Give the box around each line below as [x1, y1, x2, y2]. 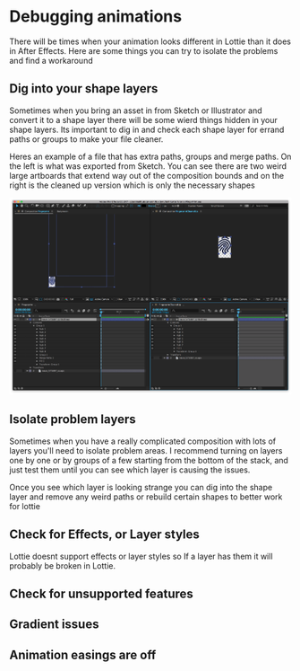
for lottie [9, 500, 40, 511]
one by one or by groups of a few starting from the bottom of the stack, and [9, 455, 289, 465]
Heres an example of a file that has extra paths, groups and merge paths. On [9, 151, 292, 162]
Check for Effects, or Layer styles [9, 527, 200, 543]
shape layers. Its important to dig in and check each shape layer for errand [9, 124, 285, 135]
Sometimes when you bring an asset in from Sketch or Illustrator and [9, 105, 262, 116]
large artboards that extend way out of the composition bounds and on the [9, 170, 285, 181]
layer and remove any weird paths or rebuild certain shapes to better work [9, 491, 283, 502]
